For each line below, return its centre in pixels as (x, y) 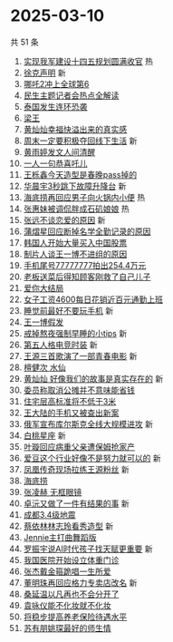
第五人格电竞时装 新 (60, 345)
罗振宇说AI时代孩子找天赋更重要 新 (88, 549)
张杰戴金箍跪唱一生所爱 (67, 571)
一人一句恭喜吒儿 (55, 163)
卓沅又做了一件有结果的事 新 (76, 503)
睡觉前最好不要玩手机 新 (68, 310)
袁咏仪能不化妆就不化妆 (67, 605)
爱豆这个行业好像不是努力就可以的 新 (92, 458)
